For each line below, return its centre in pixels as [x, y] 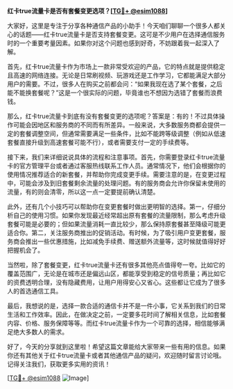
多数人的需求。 [46, 332]
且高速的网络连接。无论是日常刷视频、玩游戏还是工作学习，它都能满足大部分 [116, 75]
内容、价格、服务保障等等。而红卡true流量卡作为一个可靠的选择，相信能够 [113, 323]
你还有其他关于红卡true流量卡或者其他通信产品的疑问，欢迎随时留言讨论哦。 [116, 355]
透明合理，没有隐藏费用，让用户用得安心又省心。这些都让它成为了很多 [126, 282]
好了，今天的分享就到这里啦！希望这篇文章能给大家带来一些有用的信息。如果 [116, 347]
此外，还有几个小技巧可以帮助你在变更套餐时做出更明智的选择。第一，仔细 [113, 207]
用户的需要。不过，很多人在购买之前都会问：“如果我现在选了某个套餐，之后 [115, 84]
